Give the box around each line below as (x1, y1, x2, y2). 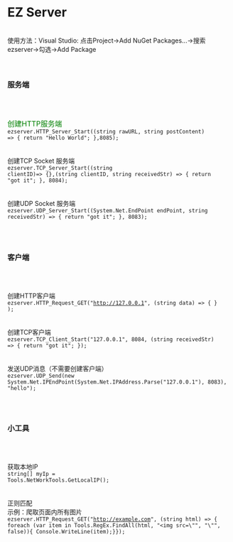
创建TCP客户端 (7, 327, 51, 336)
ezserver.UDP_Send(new (7, 372, 75, 379)
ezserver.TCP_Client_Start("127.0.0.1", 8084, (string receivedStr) (7, 335, 215, 343)
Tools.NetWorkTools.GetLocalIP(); (7, 477, 110, 484)
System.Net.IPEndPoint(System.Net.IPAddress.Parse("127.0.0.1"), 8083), (7, 378, 227, 386)
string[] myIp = (7, 470, 55, 477)
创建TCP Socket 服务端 (7, 157, 75, 166)
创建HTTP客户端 (7, 291, 55, 300)
